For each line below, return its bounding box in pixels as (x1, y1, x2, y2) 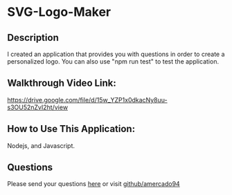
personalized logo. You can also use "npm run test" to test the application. (7, 57, 220, 66)
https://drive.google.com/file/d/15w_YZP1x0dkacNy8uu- (7, 95, 168, 104)
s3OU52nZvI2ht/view (7, 103, 68, 111)
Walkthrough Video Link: (7, 77, 116, 89)
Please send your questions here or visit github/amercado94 (7, 180, 180, 188)
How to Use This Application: (7, 123, 136, 135)
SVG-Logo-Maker (7, 4, 111, 20)
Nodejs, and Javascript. (7, 141, 75, 149)
